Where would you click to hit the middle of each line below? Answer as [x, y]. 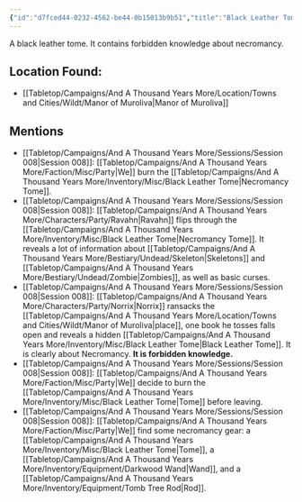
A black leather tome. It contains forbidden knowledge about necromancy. [147, 43]
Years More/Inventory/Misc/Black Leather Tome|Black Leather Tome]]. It [156, 344]
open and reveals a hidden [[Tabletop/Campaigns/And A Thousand [147, 335]
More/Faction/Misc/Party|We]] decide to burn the [114, 383]
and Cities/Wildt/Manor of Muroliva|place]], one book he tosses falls [149, 325]
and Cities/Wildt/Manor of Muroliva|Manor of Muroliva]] [125, 103]
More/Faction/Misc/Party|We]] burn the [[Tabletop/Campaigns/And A [151, 172]
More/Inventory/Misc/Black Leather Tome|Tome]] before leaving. [142, 402]
